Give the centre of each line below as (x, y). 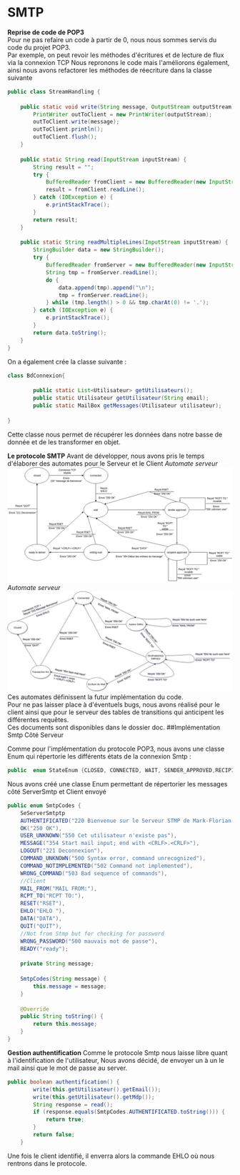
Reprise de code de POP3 (46, 32)
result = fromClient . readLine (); (95, 190)
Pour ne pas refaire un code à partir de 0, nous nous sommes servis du (112, 39)
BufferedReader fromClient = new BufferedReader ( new (125, 182)
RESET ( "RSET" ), (43, 904)
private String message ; (57, 964)
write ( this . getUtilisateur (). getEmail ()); (97, 1089)
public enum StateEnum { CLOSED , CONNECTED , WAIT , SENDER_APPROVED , (111, 771)
